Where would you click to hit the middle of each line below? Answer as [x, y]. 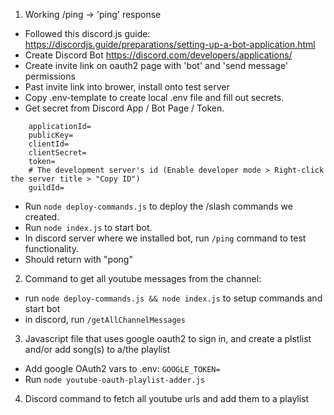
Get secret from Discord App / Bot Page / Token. [124, 108]
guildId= [46, 188]
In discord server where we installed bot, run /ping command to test [165, 238]
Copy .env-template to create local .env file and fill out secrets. [154, 97]
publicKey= [51, 135]
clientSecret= [57, 153]
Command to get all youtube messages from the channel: [143, 278]
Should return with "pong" [78, 259]
